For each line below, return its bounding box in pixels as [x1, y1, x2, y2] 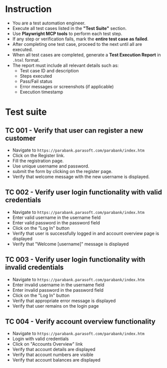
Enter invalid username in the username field [12, 282, 105, 288]
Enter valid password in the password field [12, 219, 100, 225]
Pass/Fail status [19, 78, 52, 84]
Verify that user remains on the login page [12, 303, 99, 309]
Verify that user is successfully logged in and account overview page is [12, 230, 160, 236]
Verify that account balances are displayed [12, 357, 101, 363]
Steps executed [19, 73, 52, 79]
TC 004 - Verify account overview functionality [5, 317, 156, 326]
